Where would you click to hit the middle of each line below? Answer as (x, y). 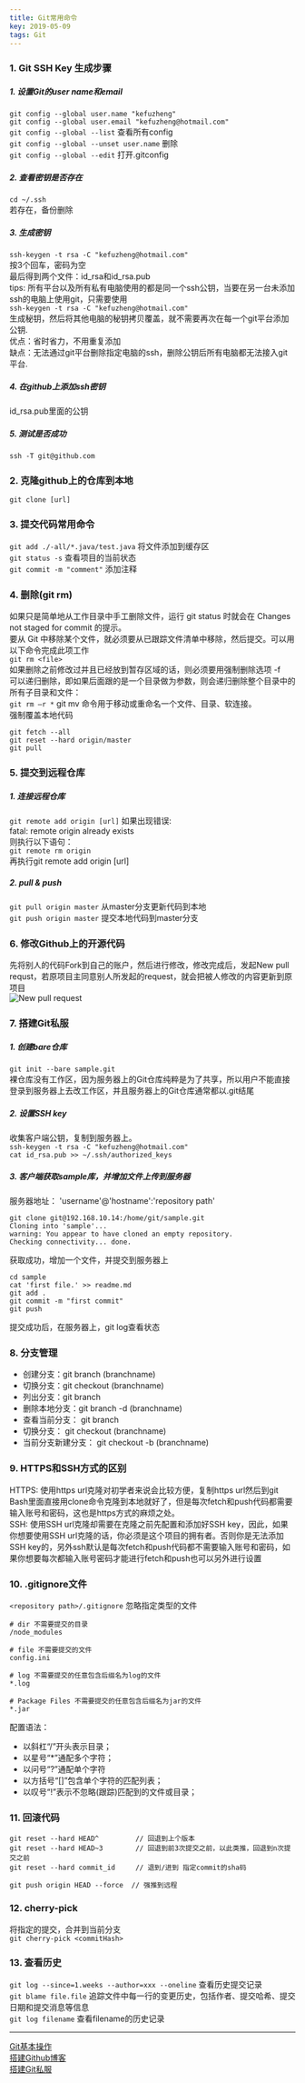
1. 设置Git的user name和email (66, 91)
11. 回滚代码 (35, 1818)
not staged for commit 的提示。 (68, 627)
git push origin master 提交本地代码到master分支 (104, 917)
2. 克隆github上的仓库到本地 (71, 481)
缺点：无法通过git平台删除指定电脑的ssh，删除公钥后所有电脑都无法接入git (149, 353)
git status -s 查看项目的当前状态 (73, 557)
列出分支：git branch (62, 1397)
